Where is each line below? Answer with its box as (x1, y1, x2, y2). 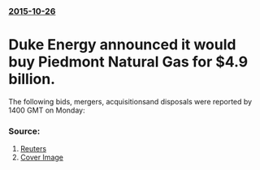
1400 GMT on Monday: (8, 105, 85, 115)
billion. (8, 70, 55, 88)
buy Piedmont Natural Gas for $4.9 (8, 53, 249, 71)
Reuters (19, 144, 47, 154)
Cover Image (19, 152, 63, 163)
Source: (8, 125, 41, 137)
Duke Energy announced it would (8, 36, 236, 54)
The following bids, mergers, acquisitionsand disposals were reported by (8, 96, 253, 106)
